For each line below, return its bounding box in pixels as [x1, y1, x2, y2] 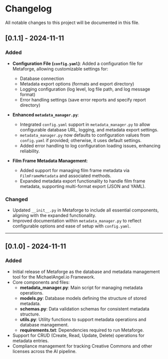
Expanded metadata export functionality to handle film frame [19, 178, 145, 184]
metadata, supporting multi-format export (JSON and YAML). [19, 183, 146, 189]
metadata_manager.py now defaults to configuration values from [19, 132, 150, 138]
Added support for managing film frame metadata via [19, 167, 130, 173]
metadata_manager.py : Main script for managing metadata [19, 284, 143, 290]
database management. [19, 321, 69, 327]
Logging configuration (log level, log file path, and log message [19, 86, 150, 92]
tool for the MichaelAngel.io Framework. [12, 273, 95, 280]
